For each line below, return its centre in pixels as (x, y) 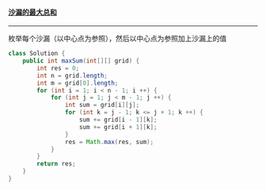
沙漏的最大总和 (32, 12)
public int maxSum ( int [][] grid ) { (81, 61)
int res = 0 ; (58, 68)
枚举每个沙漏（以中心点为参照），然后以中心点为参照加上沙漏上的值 (118, 39)
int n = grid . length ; (72, 75)
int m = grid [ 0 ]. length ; (78, 83)
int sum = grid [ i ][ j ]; (102, 105)
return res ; (57, 164)
